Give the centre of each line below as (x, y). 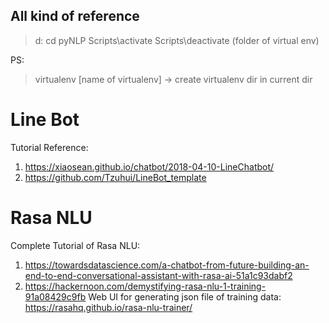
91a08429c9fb (55, 296)
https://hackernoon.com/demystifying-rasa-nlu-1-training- (145, 286)
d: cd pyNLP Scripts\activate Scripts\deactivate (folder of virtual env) (177, 40)
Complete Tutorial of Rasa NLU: (75, 245)
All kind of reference (75, 16)
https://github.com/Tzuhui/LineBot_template (115, 177)
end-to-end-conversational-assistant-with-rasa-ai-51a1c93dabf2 (158, 275)
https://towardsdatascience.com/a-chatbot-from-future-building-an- (167, 265)
